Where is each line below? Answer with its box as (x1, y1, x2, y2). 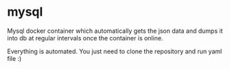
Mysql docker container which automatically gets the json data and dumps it (7, 27, 223, 35)
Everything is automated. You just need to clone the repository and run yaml (7, 47, 222, 55)
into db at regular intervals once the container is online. (7, 33, 163, 42)
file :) (7, 54, 22, 62)
